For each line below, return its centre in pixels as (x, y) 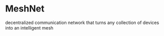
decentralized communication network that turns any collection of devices (82, 22)
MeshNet (25, 9)
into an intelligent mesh (29, 27)
